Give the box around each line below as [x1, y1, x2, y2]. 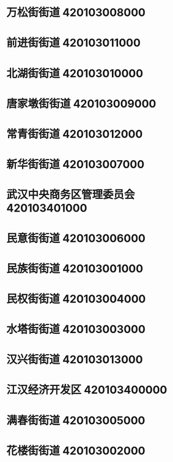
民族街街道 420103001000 [6, 261, 144, 275]
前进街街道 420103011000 [6, 36, 141, 50]
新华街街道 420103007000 [6, 158, 145, 172]
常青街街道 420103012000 [6, 127, 143, 141]
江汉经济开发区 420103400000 [6, 383, 167, 397]
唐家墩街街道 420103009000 [6, 96, 156, 110]
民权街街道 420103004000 [6, 292, 146, 306]
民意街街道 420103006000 [6, 231, 145, 245]
